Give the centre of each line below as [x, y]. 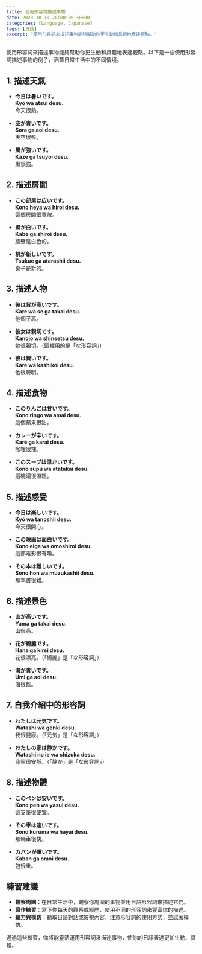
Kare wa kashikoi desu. [44, 365]
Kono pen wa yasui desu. [47, 805]
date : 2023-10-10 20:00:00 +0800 [48, 18]
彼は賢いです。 [33, 358]
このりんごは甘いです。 [44, 409]
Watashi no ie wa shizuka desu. [55, 754]
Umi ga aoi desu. [36, 677]
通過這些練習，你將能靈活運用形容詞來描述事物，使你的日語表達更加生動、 [98, 938]
